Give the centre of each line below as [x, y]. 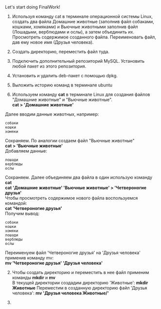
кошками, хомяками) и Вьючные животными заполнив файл [75, 27]
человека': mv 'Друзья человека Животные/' [60, 293]
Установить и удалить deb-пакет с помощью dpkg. [65, 76]
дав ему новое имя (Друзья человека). [53, 42]
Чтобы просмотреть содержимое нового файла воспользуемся [72, 198]
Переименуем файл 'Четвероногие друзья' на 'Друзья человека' [73, 253]
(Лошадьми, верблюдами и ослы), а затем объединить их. [73, 32]
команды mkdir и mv [34, 277]
